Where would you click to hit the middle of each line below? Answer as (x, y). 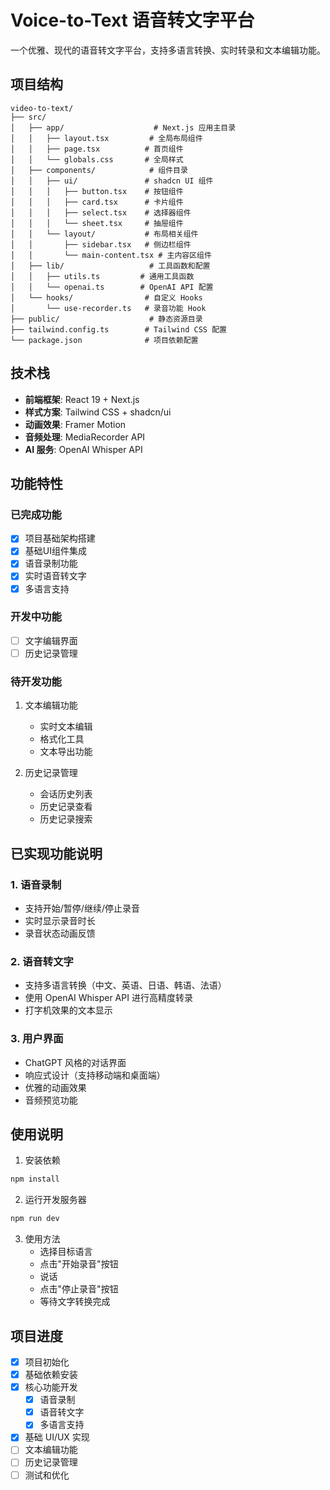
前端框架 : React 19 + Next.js (82, 399)
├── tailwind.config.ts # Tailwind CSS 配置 (118, 329)
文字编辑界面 (51, 640)
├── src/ (28, 117)
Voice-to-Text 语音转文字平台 (132, 20)
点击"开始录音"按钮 (79, 1264)
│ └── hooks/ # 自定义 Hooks (106, 297)
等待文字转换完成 (75, 1302)
